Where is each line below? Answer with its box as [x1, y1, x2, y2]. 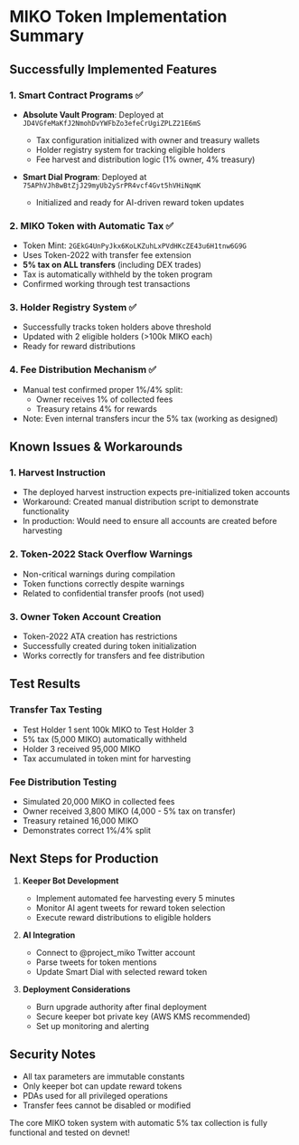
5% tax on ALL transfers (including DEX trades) [22, 260, 201, 271]
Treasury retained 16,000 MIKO [22, 816, 139, 826]
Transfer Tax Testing [9, 703, 102, 716]
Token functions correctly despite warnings [22, 577, 185, 589]
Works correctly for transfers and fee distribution [22, 650, 205, 662]
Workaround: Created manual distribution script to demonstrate [22, 496, 259, 508]
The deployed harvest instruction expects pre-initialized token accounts [22, 487, 291, 498]
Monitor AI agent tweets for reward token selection [35, 902, 226, 913]
